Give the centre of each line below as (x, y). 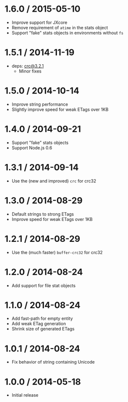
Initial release (25, 395)
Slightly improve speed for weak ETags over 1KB (60, 109)
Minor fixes (30, 71)
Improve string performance (40, 104)
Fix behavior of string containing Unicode (53, 362)
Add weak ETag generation (39, 324)
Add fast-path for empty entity (42, 319)
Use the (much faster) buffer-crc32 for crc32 (57, 252)
